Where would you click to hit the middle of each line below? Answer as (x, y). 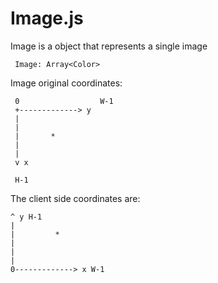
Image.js (47, 18)
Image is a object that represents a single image (109, 46)
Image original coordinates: (66, 83)
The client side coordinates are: (75, 198)
